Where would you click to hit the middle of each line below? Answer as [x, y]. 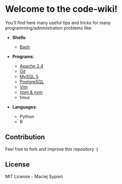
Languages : [25, 107]
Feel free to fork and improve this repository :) [52, 149]
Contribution [25, 137]
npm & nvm [31, 92]
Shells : [19, 37]
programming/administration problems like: [49, 28]
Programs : [23, 56]
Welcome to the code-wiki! [61, 9]
